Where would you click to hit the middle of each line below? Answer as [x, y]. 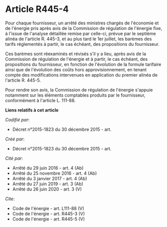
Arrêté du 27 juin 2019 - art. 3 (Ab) [48, 184]
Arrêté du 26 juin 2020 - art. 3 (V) [47, 189]
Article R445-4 [37, 9]
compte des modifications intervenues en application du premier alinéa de [82, 75]
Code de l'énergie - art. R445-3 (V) [49, 214]
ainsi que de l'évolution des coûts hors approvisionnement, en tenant [76, 69]
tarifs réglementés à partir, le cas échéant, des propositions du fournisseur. [82, 44]
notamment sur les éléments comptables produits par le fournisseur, [75, 95]
